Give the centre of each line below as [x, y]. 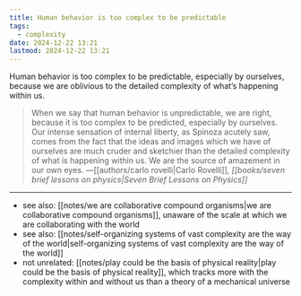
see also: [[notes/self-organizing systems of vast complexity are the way [157, 234]
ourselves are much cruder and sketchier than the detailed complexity [160, 151]
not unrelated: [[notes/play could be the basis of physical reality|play [149, 263]
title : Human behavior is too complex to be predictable [118, 17]
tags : [19, 26]
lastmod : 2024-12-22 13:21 [60, 51]
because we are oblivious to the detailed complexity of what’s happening [144, 86]
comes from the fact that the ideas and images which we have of [151, 142]
